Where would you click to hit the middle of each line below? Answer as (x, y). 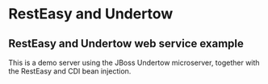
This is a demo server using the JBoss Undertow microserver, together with (134, 62)
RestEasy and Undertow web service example (126, 44)
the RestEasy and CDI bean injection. (70, 71)
